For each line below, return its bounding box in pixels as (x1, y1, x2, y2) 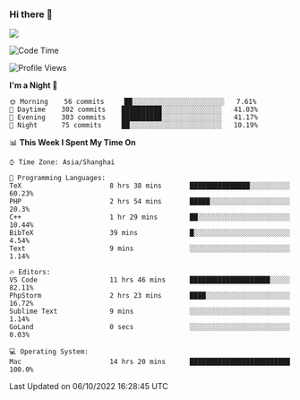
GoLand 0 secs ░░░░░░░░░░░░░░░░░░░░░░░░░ (9, 323, 291, 332)
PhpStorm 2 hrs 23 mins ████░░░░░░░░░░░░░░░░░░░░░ (9, 291, 291, 300)
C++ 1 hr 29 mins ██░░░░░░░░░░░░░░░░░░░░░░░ (9, 213, 291, 222)
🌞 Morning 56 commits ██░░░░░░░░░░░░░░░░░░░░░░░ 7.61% (9, 98, 257, 107)
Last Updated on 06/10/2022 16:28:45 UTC (9, 381, 168, 392)
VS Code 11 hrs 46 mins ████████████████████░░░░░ (9, 275, 291, 285)
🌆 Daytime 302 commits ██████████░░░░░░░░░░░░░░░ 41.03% (9, 105, 258, 115)
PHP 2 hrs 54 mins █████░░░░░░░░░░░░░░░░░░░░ (9, 197, 291, 206)
